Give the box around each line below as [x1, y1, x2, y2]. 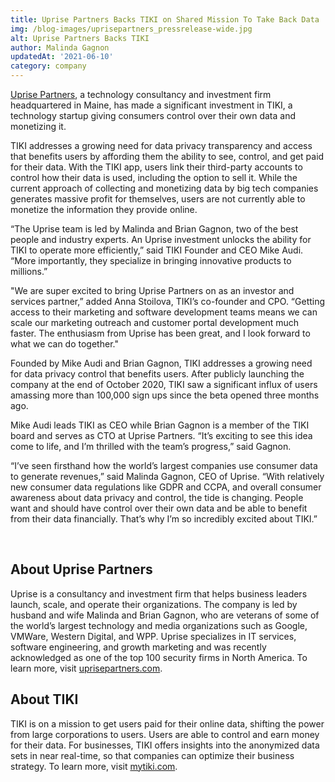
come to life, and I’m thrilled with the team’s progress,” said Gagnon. [10, 441, 292, 452]
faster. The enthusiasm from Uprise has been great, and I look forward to [10, 327, 311, 339]
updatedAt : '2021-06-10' [10, 52, 114, 62]
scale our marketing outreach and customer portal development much [10, 317, 300, 328]
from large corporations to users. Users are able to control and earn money [10, 728, 320, 740]
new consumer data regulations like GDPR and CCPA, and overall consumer [10, 481, 322, 493]
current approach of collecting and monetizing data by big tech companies [10, 182, 319, 194]
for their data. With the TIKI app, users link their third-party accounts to [10, 161, 303, 173]
